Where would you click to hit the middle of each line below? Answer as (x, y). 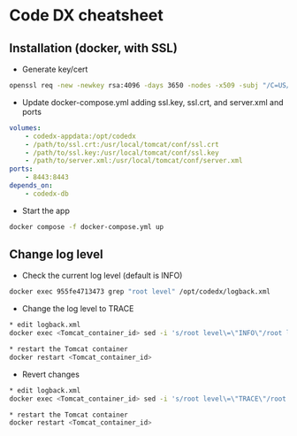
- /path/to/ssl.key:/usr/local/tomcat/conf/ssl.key (122, 153)
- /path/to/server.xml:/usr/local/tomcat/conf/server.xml (134, 161)
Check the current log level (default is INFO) (102, 276)
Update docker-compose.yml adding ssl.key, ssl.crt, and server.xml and (153, 102)
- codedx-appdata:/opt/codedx (81, 136)
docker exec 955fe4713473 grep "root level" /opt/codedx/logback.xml (140, 292)
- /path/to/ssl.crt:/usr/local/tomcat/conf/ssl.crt (122, 144)
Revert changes (50, 374)
